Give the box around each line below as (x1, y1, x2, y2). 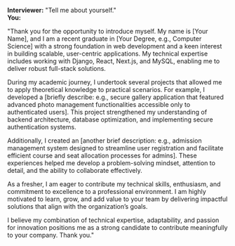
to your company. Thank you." (7, 231, 95, 239)
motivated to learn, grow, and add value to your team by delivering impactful (7, 195, 228, 203)
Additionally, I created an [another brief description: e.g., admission (7, 136, 202, 145)
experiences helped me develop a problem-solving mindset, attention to (7, 159, 216, 167)
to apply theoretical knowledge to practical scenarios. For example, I (7, 86, 206, 93)
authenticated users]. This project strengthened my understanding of (7, 108, 208, 116)
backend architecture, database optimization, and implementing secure (7, 115, 213, 124)
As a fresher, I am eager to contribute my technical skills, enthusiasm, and (7, 180, 221, 188)
